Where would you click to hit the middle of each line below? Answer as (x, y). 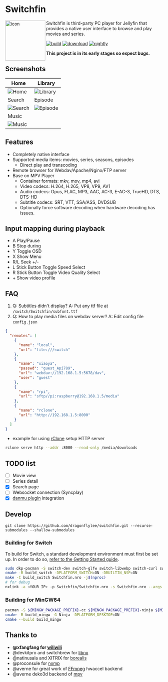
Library (46, 83)
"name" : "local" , (36, 345)
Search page (25, 487)
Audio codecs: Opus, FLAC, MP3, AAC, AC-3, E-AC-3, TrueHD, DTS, (90, 191)
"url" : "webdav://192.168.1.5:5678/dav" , (62, 373)
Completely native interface (41, 154)
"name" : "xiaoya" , (37, 364)
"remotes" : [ (23, 336)
